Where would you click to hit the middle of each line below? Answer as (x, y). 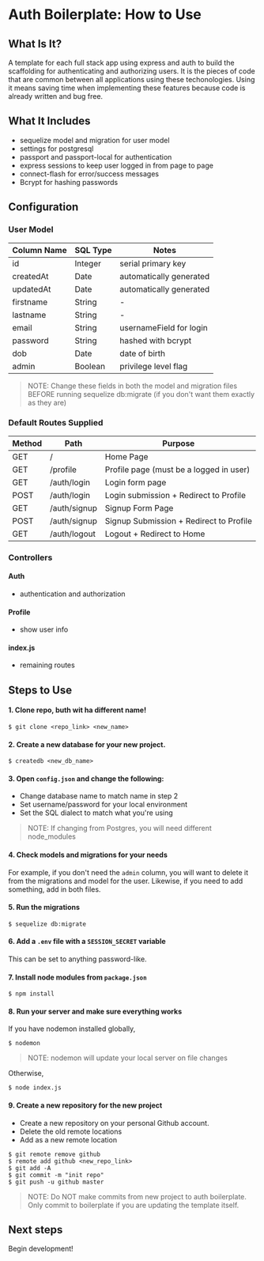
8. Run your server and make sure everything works (95, 1011)
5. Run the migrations (44, 908)
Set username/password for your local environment (104, 805)
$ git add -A (30, 1168)
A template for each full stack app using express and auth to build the (121, 62)
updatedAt (32, 289)
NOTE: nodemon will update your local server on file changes (127, 1058)
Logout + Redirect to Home (155, 534)
